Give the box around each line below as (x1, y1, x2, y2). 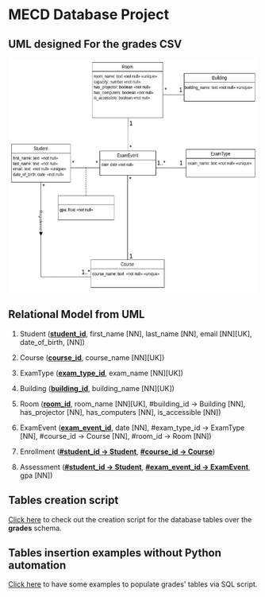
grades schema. (8, 523, 62, 533)
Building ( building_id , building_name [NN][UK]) (19, 383, 175, 393)
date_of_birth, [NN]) (19, 337, 86, 347)
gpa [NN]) (19, 471, 53, 480)
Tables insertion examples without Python (8, 546, 222, 560)
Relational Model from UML (8, 308, 145, 321)
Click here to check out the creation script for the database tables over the (8, 514, 252, 524)
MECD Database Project (8, 6, 169, 24)
